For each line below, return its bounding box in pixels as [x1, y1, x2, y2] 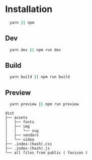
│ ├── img [5, 124, 30, 129]
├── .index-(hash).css [5, 141, 52, 146]
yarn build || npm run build [9, 74, 70, 80]
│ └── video [5, 137, 35, 142]
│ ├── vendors [5, 132, 39, 137]
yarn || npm [9, 20, 35, 25]
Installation [5, 4, 53, 15]
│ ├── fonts [5, 119, 35, 124]
